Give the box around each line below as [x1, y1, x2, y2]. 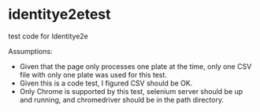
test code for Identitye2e [8, 31, 88, 41]
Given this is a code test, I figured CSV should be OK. [19, 78, 193, 88]
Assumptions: [8, 46, 53, 56]
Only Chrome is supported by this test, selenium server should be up [19, 86, 243, 96]
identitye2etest [8, 5, 112, 23]
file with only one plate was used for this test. [19, 70, 168, 79]
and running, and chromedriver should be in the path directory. [19, 95, 225, 104]
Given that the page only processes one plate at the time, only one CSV [19, 61, 252, 71]
